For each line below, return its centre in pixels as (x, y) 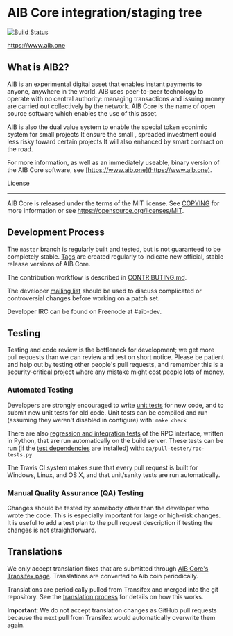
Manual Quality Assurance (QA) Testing (76, 492)
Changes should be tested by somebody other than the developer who (108, 508)
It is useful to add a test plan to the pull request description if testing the (110, 522)
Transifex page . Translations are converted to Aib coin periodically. (103, 576)
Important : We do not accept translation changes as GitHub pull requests (112, 610)
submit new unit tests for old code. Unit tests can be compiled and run (107, 412)
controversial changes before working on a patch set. (84, 298)
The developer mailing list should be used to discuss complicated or (105, 291)
